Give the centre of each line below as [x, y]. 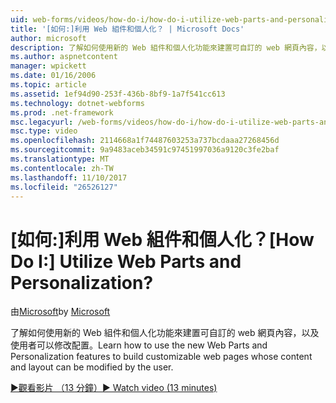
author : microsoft [48, 38]
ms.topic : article [48, 85]
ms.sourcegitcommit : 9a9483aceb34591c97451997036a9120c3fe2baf [145, 150]
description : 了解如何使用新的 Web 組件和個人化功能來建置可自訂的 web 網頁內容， [166, 47]
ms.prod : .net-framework [62, 112]
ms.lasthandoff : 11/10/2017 [69, 177]
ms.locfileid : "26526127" [64, 187]
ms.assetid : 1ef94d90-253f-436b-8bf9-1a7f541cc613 [118, 94]
